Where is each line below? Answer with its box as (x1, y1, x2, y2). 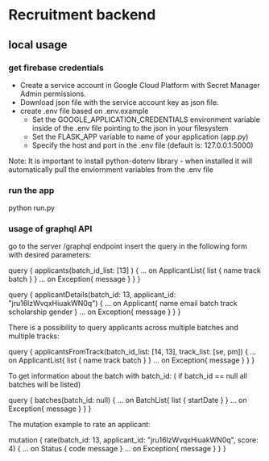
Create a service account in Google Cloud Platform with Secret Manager (19, 80, 260, 90)
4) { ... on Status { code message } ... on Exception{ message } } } (8, 444, 227, 454)
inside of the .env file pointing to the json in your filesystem (31, 123, 229, 132)
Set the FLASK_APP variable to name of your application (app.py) (31, 132, 249, 141)
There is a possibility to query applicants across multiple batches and (8, 323, 239, 333)
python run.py (8, 203, 55, 213)
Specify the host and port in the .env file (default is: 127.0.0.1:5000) (31, 140, 254, 150)
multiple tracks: (8, 331, 60, 341)
